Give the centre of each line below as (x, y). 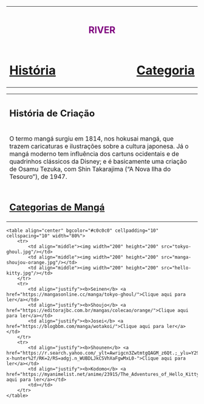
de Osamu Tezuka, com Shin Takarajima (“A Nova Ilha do (90, 169)
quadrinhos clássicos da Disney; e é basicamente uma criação (98, 161)
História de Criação (52, 113)
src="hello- (176, 268)
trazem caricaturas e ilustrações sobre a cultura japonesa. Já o (99, 146)
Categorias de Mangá (57, 207)
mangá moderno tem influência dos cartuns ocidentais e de (94, 153)
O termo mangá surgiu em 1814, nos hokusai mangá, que (92, 138)
